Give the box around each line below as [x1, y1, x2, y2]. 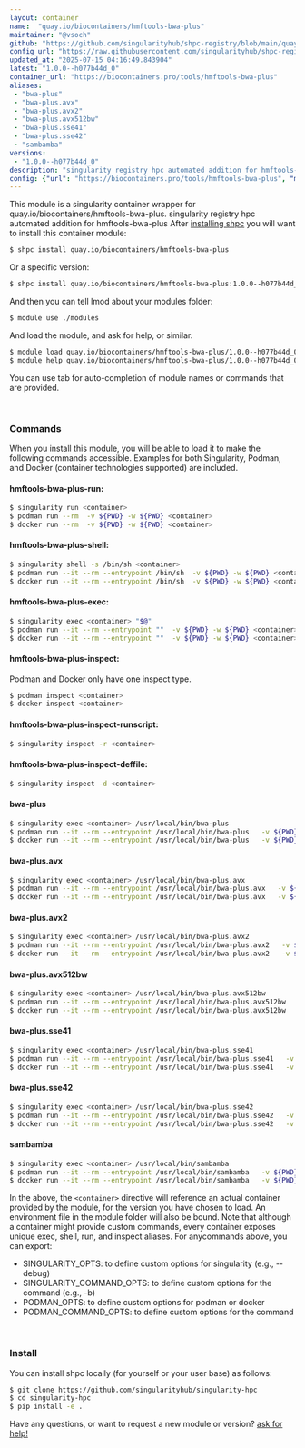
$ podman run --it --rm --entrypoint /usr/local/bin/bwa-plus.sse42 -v [9, 1111, 295, 1120]
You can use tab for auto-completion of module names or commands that [9, 372, 284, 383]
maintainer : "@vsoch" [9, 30, 92, 39]
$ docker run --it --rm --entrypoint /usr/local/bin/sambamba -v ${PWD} [9, 1176, 299, 1185]
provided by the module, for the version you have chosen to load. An [9, 1202, 266, 1213]
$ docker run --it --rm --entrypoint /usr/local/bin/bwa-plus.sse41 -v [9, 1063, 295, 1072]
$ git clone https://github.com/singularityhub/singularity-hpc [9, 1385, 258, 1394]
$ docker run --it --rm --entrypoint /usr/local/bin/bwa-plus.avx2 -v [9, 949, 290, 959]
